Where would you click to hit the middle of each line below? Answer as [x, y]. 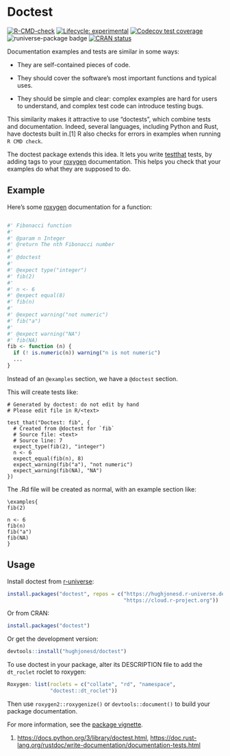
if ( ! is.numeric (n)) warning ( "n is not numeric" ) [87, 353]
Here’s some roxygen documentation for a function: [80, 207]
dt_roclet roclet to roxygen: [47, 672]
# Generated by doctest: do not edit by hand [73, 404]
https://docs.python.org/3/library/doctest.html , [83, 737]
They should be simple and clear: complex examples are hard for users [117, 98]
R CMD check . [25, 141]
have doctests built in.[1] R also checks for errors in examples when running [114, 134]
